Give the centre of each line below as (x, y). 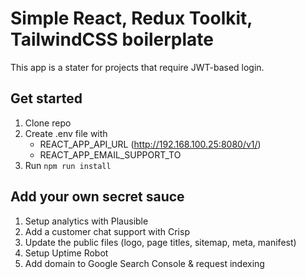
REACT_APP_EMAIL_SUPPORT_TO (110, 154)
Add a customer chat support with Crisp (107, 231)
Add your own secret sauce (97, 197)
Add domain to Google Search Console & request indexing (144, 263)
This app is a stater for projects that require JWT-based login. (137, 67)
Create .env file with (66, 133)
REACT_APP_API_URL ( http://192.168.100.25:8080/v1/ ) (150, 144)
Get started (46, 98)
